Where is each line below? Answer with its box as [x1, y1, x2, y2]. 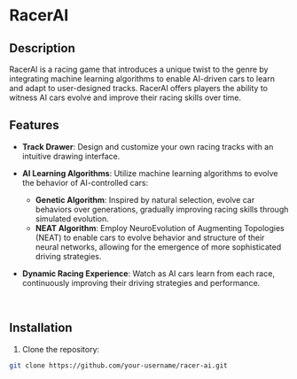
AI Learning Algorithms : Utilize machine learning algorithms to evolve [21, 167, 278, 178]
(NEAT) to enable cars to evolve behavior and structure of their [35, 232, 265, 243]
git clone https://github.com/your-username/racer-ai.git [9, 360, 228, 370]
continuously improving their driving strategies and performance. [21, 277, 261, 288]
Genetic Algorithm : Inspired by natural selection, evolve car [35, 194, 255, 205]
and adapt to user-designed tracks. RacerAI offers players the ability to [9, 83, 269, 93]
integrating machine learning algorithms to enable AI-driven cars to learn [9, 73, 275, 84]
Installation [9, 321, 73, 336]
